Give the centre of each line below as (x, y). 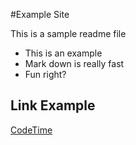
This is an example (63, 53)
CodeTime (31, 130)
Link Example (53, 105)
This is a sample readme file (68, 33)
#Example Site (40, 14)
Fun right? (45, 74)
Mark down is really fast (74, 63)
